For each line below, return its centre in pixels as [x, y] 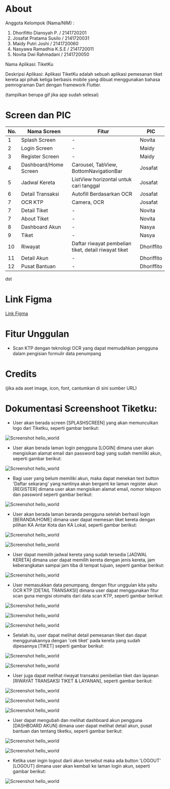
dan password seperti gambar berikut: [52, 494]
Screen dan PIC [38, 115]
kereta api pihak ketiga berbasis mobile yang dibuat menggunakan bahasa [83, 79]
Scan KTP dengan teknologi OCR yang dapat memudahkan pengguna [85, 348]
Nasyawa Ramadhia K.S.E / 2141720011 [53, 49]
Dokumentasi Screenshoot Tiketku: [81, 408]
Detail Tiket [34, 210]
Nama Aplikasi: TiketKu [29, 64]
